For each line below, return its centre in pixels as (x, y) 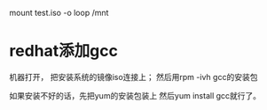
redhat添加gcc (63, 51)
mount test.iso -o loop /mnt (59, 13)
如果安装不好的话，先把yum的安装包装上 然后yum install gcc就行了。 (135, 95)
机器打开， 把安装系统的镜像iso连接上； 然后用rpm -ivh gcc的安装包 (133, 77)
